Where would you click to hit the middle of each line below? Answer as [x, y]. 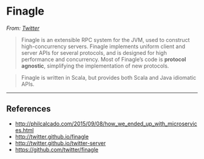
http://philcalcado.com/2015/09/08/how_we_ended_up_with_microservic [106, 124]
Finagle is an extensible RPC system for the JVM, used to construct [105, 40]
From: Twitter [23, 28]
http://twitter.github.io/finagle [52, 136]
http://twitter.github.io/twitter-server [60, 143]
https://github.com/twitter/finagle [57, 149]
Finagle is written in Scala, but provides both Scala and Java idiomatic [108, 77]
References [29, 109]
